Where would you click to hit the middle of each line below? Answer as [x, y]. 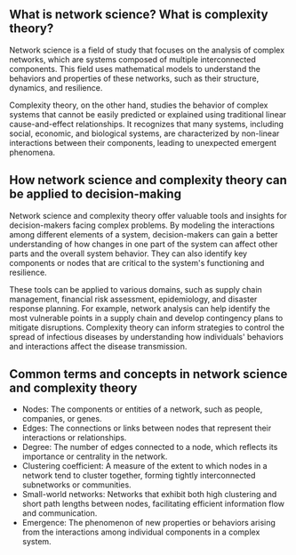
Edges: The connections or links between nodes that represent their [147, 428]
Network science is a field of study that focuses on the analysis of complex [147, 50]
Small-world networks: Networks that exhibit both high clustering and [149, 495]
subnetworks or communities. [76, 485]
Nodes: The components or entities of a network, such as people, [142, 409]
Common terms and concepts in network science [148, 374]
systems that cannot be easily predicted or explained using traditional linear [148, 114]
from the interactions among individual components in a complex [141, 532]
